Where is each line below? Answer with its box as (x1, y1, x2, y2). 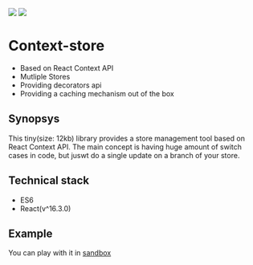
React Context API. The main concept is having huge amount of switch (8, 141, 243, 152)
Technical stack (8, 173, 90, 188)
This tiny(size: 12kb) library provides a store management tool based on (8, 133, 245, 143)
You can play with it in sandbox (8, 248, 112, 258)
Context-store (8, 37, 105, 55)
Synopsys (8, 112, 60, 126)
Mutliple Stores (19, 71, 71, 81)
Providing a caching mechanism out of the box (19, 88, 174, 98)
